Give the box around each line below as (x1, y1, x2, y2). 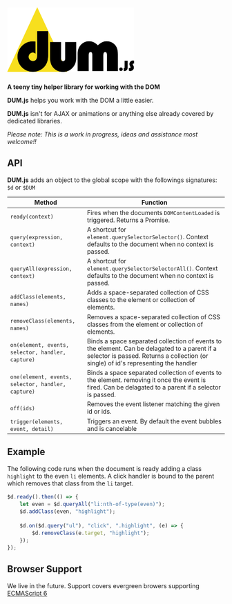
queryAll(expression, (10, 265, 72, 272)
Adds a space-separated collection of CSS (87, 288, 209, 296)
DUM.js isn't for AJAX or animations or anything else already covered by (7, 109, 214, 117)
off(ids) (10, 405, 36, 412)
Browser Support (7, 563, 83, 575)
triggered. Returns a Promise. (87, 216, 171, 224)
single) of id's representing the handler (87, 359, 198, 367)
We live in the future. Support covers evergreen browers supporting (7, 581, 200, 590)
